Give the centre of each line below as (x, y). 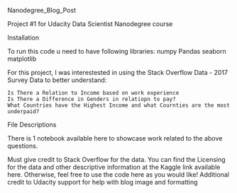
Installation (23, 37)
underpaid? (23, 112)
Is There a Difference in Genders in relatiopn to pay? (92, 99)
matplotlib (22, 59)
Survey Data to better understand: (57, 80)
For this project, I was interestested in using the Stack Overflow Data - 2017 (118, 72)
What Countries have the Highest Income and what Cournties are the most (119, 105)
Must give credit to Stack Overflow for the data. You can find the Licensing (116, 159)
